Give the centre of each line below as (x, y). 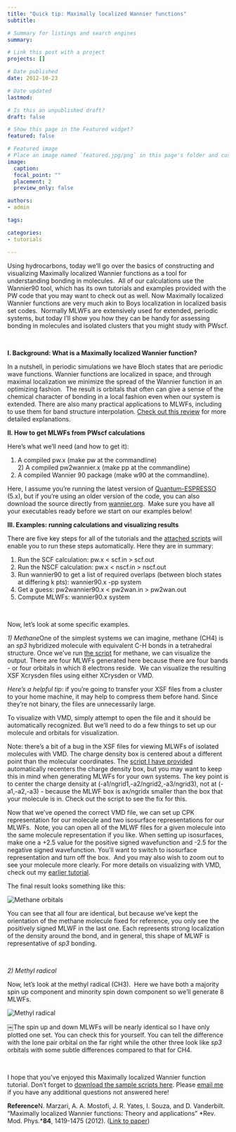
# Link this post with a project (56, 53)
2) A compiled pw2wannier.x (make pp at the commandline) (104, 467)
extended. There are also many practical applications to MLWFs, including (115, 404)
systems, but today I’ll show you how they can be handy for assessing (109, 318)
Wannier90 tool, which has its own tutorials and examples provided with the (117, 288)
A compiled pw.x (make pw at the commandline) (87, 460)
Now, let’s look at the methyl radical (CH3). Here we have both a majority (113, 984)
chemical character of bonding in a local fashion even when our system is (114, 396)
